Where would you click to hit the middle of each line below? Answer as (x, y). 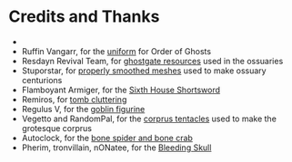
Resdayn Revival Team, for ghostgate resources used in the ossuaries (152, 61)
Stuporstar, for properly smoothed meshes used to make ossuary (144, 71)
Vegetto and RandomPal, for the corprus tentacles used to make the (149, 119)
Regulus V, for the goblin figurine (83, 109)
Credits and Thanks (84, 17)
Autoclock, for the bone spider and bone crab (107, 138)
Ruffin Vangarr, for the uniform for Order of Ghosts (116, 51)
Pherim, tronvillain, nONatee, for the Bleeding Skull (116, 148)
